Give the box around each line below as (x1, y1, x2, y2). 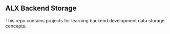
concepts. (5, 23, 27, 29)
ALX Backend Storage (5, 4, 77, 13)
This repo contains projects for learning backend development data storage (5, 17, 165, 23)
